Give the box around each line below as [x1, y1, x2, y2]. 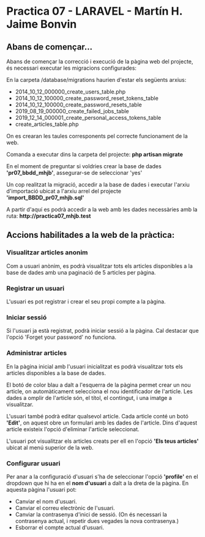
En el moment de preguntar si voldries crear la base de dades [6, 163, 162, 169]
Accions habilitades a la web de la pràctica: [6, 230, 175, 240]
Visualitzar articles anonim [6, 248, 88, 257]
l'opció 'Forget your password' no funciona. [6, 333, 117, 341]
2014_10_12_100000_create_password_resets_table [15, 101, 142, 108]
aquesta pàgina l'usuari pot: [6, 486, 77, 493]
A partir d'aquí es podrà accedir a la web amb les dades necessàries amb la [6, 206, 198, 213]
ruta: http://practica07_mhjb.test [6, 212, 91, 220]
